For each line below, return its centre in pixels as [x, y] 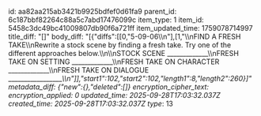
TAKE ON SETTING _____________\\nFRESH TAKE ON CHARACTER [114, 62]
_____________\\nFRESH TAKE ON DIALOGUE [79, 70]
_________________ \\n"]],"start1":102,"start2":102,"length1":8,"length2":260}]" [130, 79]
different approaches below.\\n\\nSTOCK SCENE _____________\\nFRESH [124, 53]
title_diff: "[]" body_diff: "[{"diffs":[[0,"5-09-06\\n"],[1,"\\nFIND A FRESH [125, 36]
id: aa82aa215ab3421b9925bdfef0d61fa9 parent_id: [93, 11]
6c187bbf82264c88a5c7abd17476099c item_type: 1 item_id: [106, 20]
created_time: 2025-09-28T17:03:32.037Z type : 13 [91, 103]
